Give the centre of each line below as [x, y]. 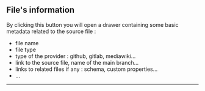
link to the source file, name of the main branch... [77, 62]
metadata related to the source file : [51, 31]
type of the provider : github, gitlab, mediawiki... [75, 56]
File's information [41, 10]
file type [26, 49]
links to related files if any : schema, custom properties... [86, 69]
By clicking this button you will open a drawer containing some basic [92, 24]
